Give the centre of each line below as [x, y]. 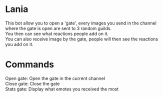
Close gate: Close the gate [32, 83]
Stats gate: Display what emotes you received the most [62, 89]
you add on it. [19, 44]
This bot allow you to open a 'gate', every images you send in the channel [81, 23]
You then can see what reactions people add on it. [57, 33]
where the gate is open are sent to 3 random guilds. [58, 28]
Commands [30, 65]
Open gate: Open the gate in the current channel [55, 78]
